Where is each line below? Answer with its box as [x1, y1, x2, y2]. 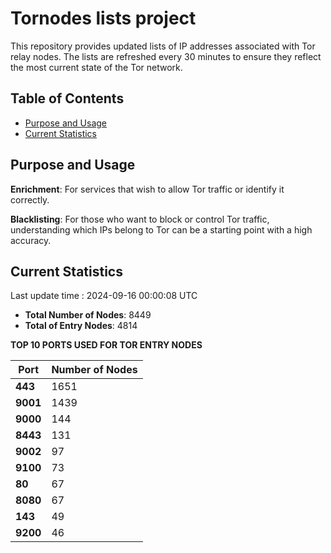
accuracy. [10, 234, 52, 246]
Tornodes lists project [10, 7, 197, 30]
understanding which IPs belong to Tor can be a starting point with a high [10, 223, 313, 236]
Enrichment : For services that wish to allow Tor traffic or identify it [10, 183, 285, 195]
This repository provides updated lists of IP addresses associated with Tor [10, 40, 316, 52]
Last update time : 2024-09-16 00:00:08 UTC [10, 290, 198, 302]
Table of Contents [10, 90, 125, 107]
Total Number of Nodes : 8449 [24, 309, 152, 321]
